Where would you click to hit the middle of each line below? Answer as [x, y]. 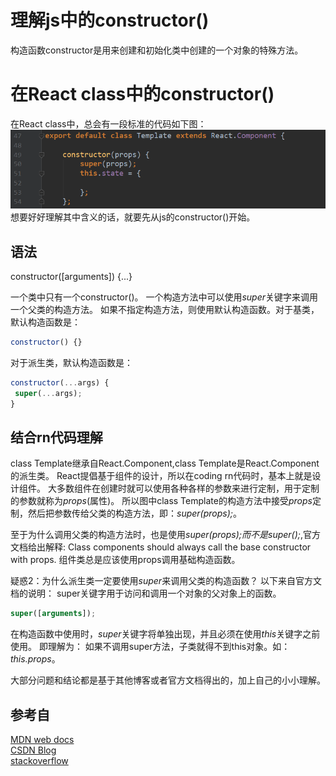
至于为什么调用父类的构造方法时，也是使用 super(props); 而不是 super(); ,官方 [166, 535]
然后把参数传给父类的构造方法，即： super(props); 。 [134, 513]
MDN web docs [42, 739]
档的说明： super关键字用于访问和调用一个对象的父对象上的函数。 [146, 593]
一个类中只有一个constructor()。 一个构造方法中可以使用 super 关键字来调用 [164, 297]
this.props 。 [35, 659]
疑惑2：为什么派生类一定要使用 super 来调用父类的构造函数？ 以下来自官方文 [166, 581]
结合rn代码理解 [56, 437]
